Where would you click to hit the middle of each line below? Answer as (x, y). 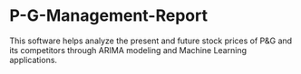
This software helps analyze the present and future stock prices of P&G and (151, 41)
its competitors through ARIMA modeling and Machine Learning (128, 50)
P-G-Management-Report (109, 16)
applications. (33, 60)
